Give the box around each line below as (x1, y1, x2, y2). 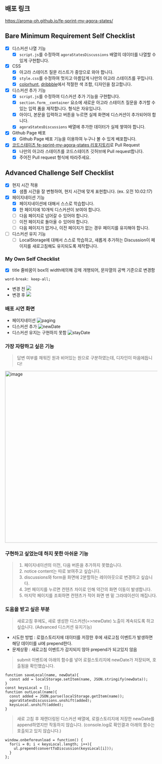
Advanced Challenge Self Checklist (5, 169, 114, 177)
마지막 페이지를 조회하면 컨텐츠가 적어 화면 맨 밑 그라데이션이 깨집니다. (24, 593, 157, 598)
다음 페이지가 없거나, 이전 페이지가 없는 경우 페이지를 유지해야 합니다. (19, 225, 150, 231)
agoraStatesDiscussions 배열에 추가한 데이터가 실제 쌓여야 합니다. (19, 124, 146, 130)
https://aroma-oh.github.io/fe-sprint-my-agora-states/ (5, 17, 113, 23)
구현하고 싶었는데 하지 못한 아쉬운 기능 (5, 550, 88, 557)
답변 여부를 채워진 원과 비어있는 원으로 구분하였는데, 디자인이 (16, 355, 132, 361)
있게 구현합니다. (19, 57, 49, 63)
